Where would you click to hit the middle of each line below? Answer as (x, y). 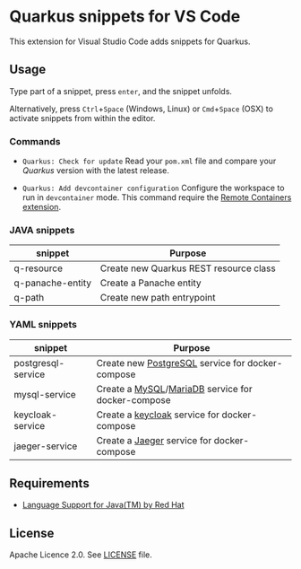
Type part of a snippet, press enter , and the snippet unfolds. (121, 91)
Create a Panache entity (150, 283)
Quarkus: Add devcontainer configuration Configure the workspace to (153, 188)
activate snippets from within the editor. (82, 118)
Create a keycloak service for (158, 415)
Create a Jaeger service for (154, 440)
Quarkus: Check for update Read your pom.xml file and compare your (149, 161)
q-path (29, 298)
